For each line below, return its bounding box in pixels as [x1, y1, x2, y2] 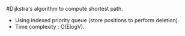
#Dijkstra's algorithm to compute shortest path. [6, 5, 123, 12]
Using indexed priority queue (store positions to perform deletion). [14, 17, 180, 23]
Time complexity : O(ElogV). [14, 23, 85, 30]
